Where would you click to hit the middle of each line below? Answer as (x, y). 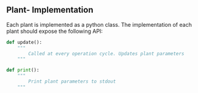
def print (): (23, 70)
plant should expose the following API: (54, 31)
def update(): (24, 42)
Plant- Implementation (50, 10)
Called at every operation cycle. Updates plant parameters (106, 53)
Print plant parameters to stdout (72, 81)
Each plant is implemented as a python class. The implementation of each (99, 24)
